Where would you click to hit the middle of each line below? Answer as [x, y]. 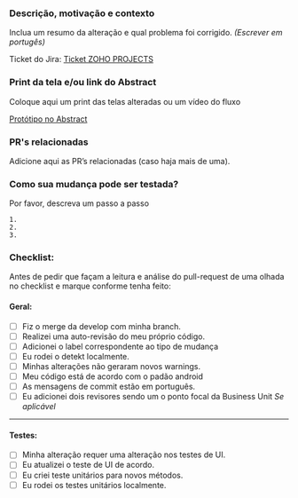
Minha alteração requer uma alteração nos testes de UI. [124, 455]
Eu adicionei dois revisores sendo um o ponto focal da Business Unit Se [153, 397]
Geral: [21, 307]
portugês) [27, 42]
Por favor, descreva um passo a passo [79, 203]
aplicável [39, 407]
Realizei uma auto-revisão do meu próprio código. [114, 336]
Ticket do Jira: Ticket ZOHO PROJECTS [81, 59]
